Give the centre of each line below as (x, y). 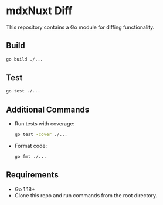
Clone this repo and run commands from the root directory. (86, 195)
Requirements (32, 175)
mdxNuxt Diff (39, 11)
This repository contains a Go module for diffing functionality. (80, 27)
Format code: (31, 146)
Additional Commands (48, 109)
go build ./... (25, 59)
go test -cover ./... (41, 135)
